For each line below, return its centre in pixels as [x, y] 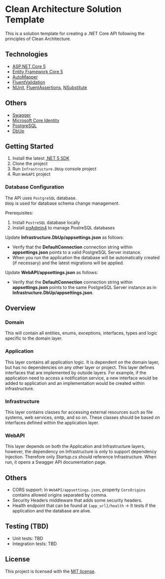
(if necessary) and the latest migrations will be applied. [68, 263]
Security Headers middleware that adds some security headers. [77, 501]
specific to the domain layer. [34, 338]
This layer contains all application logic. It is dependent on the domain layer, [82, 362]
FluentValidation [29, 82]
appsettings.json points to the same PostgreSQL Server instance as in [84, 287]
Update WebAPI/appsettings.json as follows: [52, 272]
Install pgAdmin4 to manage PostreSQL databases [63, 227]
